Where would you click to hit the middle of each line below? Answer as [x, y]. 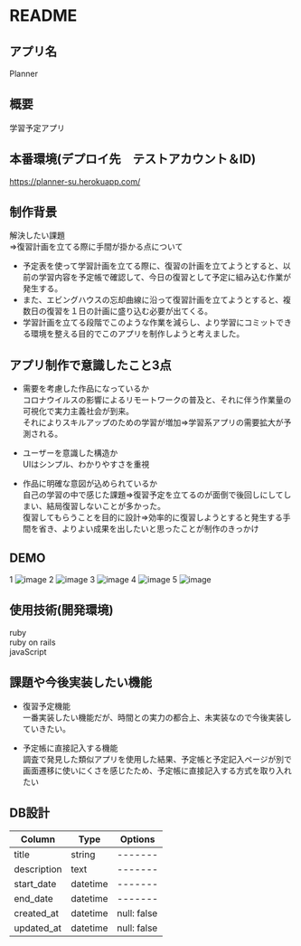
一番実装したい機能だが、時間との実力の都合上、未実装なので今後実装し [157, 717]
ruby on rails [33, 642]
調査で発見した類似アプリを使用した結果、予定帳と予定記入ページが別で [157, 759]
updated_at [38, 928]
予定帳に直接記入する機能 [70, 748]
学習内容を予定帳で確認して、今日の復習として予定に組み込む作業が [165, 278]
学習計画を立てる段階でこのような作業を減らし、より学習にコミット [149, 323]
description [38, 869]
